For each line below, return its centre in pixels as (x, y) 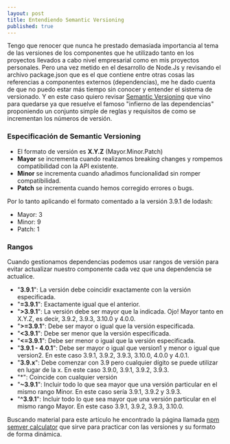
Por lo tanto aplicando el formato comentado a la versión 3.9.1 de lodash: (110, 201)
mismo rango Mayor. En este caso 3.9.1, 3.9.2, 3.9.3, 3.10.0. (100, 406)
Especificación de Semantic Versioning (74, 137)
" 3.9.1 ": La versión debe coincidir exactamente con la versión (104, 290)
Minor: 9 (29, 222)
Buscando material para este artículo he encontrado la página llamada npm (113, 419)
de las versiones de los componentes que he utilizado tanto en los (101, 53)
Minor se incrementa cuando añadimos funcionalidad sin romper (109, 173)
